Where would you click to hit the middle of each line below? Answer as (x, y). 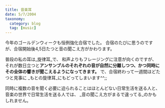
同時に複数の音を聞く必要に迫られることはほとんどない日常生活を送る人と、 (82, 88)
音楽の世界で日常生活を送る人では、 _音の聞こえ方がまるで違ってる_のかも (81, 95)
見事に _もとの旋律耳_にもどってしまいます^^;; (60, 78)
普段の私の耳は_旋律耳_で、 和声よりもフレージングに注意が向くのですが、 (81, 59)
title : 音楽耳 (18, 10)
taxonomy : (15, 19)
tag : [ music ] (23, 28)
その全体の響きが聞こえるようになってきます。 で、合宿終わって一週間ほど (81, 72)
